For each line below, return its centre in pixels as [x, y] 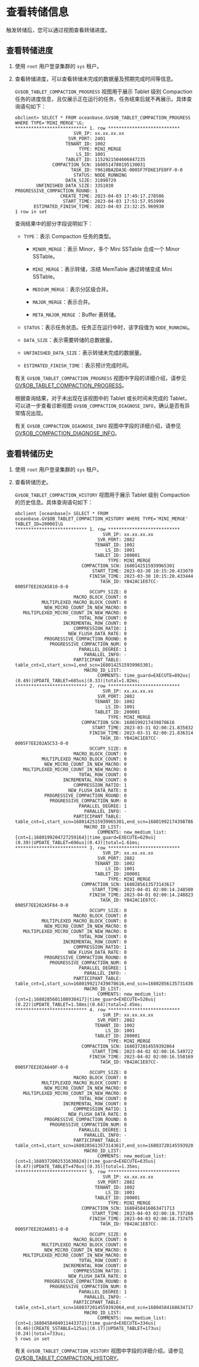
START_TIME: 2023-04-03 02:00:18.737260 [143, 1213]
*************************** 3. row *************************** [97, 848]
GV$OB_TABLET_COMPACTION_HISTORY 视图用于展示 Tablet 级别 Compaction [102, 495]
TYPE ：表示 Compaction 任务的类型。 [69, 236]
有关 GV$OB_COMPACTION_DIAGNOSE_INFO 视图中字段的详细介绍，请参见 [98, 426]
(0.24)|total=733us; [40, 1334]
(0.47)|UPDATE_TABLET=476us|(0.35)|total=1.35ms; [78, 1166]
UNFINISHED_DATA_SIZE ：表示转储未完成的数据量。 [84, 352]
